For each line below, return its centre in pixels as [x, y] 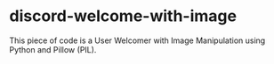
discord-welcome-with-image [123, 16]
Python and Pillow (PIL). [53, 49]
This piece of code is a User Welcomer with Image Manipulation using [137, 40]
